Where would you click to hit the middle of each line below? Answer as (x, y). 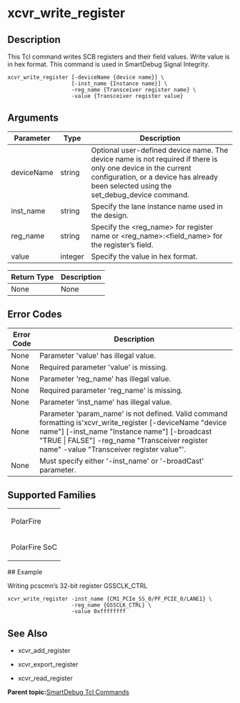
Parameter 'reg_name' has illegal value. (105, 379)
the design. (110, 215)
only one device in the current (141, 168)
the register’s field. (122, 244)
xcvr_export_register (48, 664)
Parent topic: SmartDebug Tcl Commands (69, 692)
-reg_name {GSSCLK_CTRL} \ (111, 605)
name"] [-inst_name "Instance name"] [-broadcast (125, 432)
